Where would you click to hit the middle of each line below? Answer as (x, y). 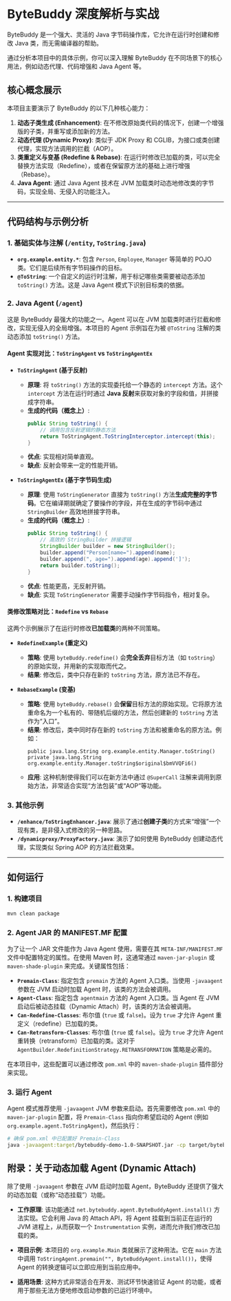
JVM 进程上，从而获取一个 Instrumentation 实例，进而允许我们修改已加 (119, 1227)
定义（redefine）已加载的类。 (59, 1024)
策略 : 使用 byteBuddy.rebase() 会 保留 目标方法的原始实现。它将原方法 (125, 704)
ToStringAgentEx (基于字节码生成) (64, 480)
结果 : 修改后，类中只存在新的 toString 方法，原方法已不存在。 (115, 675)
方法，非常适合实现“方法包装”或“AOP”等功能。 (99, 785)
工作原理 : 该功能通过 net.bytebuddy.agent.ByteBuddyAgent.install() (114, 1209)
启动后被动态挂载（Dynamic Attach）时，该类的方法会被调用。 (106, 1006)
